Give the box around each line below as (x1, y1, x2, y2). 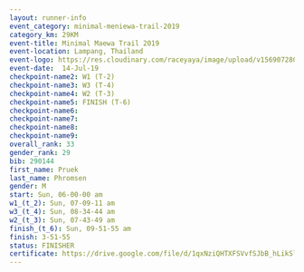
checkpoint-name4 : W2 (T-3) (9, 89, 116, 98)
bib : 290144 (9, 156, 54, 166)
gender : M (9, 182, 47, 191)
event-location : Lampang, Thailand (9, 47, 144, 56)
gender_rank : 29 (9, 148, 71, 157)
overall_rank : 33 (9, 140, 75, 149)
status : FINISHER (9, 241, 75, 250)
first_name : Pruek (9, 165, 79, 174)
